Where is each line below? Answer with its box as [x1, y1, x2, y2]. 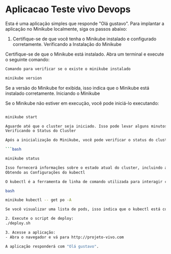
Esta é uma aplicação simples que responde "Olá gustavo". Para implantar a [5, 20, 164, 27]
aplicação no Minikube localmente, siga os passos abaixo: [5, 26, 127, 32]
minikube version [5, 75, 42, 81]
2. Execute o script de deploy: [5, 216, 74, 221]
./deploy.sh [5, 221, 31, 226]
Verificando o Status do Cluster [5, 129, 76, 134]
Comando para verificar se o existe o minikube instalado [5, 66, 131, 71]
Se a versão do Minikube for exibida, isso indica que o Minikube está [5, 85, 150, 91]
